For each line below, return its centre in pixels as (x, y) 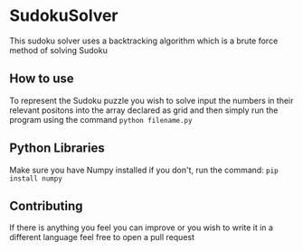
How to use (42, 79)
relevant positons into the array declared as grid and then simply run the (144, 110)
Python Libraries (57, 149)
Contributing (46, 205)
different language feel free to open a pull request (102, 237)
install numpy (36, 178)
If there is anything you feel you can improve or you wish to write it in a (142, 228)
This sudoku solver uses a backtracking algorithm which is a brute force (144, 41)
